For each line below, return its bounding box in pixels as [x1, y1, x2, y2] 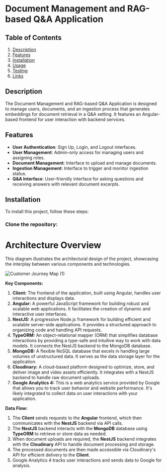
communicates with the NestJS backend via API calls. [12, 420, 123, 426]
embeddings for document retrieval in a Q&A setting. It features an [5, 111, 141, 117]
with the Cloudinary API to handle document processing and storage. [12, 441, 155, 448]
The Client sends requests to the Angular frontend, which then [12, 415, 142, 421]
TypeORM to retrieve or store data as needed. [12, 431, 107, 437]
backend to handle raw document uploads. [12, 375, 100, 380]
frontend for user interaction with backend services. [19, 116, 126, 122]
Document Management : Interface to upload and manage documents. [12, 160, 158, 166]
